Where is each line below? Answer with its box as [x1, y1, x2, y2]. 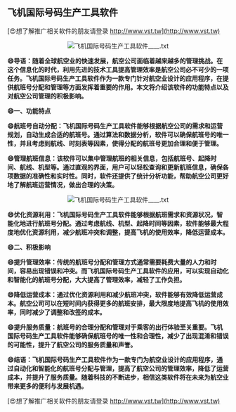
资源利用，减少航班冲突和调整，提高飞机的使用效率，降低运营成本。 [31, 228, 229, 236]
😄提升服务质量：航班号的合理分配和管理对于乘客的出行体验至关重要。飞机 [7, 323, 223, 331]
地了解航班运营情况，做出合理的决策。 [7, 180, 118, 188]
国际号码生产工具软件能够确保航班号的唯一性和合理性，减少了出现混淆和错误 [7, 331, 229, 340]
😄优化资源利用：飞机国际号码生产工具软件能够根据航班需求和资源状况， [7, 210, 217, 219]
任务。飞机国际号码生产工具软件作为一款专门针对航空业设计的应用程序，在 [7, 74, 223, 82]
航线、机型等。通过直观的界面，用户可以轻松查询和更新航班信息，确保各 [19, 162, 229, 171]
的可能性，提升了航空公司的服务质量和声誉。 [7, 340, 137, 349]
